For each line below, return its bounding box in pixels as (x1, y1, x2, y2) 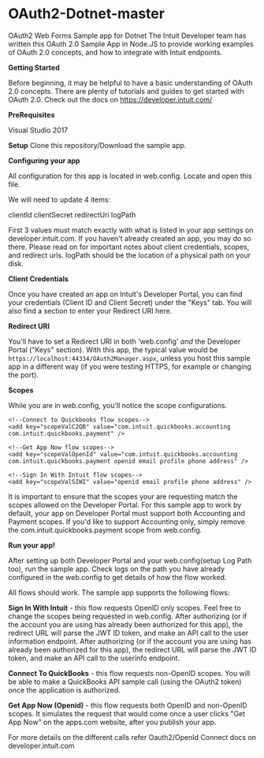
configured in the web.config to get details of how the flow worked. (8, 572, 227, 582)
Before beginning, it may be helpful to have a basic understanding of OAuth (8, 78, 254, 87)
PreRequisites (8, 110, 55, 119)
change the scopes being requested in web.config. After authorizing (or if (8, 611, 247, 621)
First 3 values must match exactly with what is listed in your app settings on (8, 225, 254, 235)
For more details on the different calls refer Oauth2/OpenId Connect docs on (8, 732, 257, 741)
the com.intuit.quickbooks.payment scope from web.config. (8, 525, 203, 534)
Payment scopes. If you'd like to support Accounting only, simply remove (8, 517, 246, 526)
